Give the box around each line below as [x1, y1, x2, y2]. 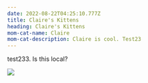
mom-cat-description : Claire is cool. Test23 [7, 36, 141, 43]
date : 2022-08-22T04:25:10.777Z [7, 10, 101, 17]
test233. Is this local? [7, 55, 68, 63]
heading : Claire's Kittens [7, 23, 85, 30]
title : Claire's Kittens [7, 17, 79, 24]
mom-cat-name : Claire [7, 29, 70, 37]
